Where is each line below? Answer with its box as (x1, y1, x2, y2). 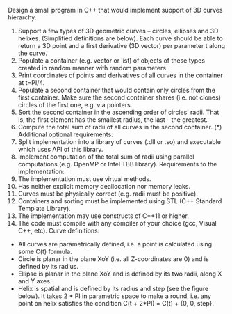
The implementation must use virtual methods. (17, 175, 151, 183)
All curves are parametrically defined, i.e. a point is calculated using (17, 240, 213, 248)
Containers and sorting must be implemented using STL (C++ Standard (17, 197, 222, 205)
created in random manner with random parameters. (17, 64, 168, 72)
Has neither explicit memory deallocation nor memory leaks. (17, 182, 190, 190)
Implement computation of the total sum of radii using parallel (17, 152, 194, 161)
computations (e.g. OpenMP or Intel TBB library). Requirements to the (17, 160, 217, 168)
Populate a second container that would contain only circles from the (17, 86, 216, 94)
